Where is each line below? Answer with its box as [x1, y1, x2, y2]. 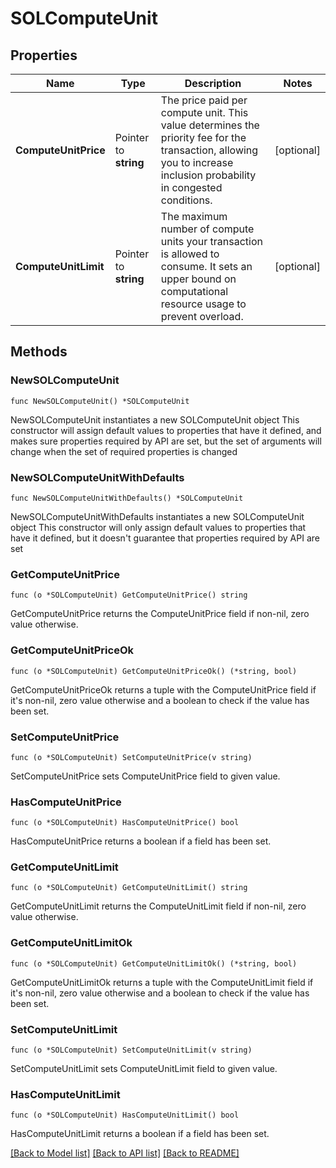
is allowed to [160, 247, 220, 261]
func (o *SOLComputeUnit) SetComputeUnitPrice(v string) [10, 752, 253, 762]
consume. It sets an [160, 260, 253, 273]
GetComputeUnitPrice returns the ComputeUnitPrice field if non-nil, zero [10, 608, 310, 620]
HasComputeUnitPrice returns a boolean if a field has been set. [10, 835, 272, 847]
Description [184, 77, 242, 90]
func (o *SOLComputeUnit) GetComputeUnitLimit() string [10, 883, 248, 893]
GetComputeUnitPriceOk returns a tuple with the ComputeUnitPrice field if [10, 683, 317, 696]
